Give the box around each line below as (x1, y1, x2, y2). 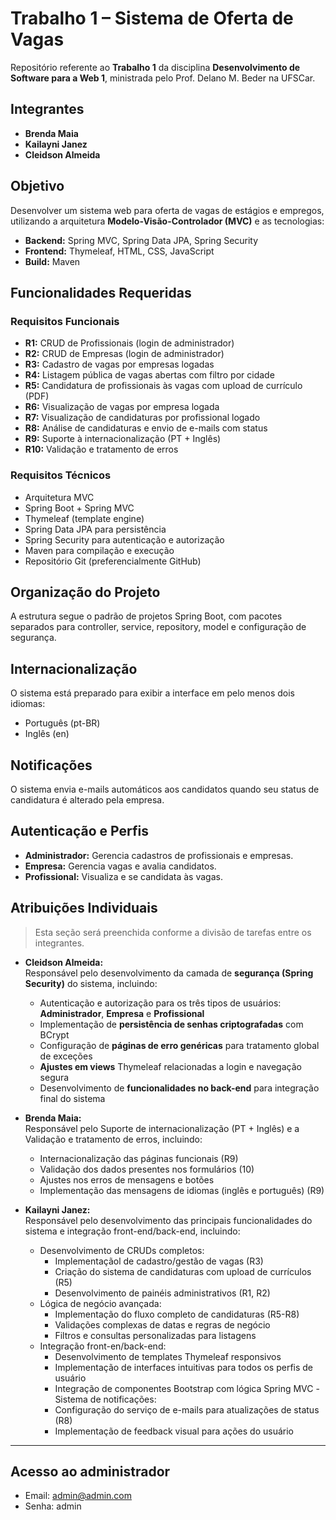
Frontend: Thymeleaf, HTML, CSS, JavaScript (24, 245, 215, 257)
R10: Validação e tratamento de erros (24, 443, 179, 456)
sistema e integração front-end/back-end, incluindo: (24, 1225, 241, 1237)
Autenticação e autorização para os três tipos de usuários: (39, 997, 282, 1009)
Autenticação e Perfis (10, 823, 149, 840)
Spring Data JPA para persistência (24, 523, 167, 535)
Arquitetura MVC (24, 491, 95, 503)
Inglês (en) (24, 728, 70, 740)
